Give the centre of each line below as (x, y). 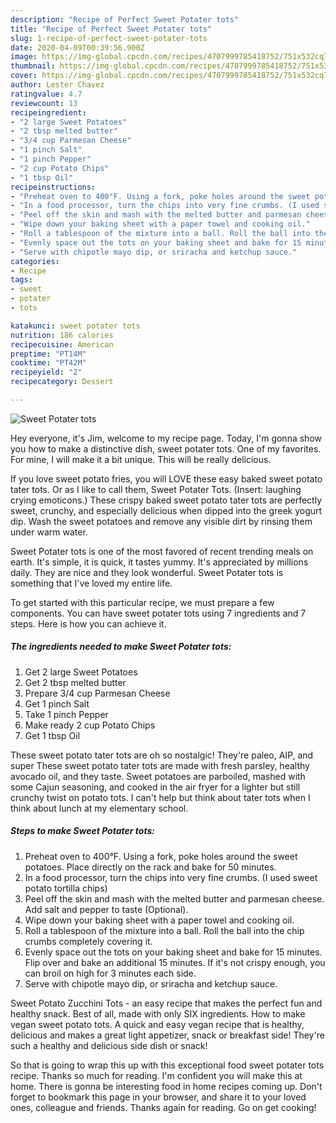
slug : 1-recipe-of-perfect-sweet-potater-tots (109, 38)
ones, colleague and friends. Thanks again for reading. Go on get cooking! (163, 1107)
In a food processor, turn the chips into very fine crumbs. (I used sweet (171, 877)
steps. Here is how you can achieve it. (88, 623)
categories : (35, 261)
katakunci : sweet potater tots (75, 326)
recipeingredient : (48, 112)
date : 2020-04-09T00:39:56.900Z (77, 47)
